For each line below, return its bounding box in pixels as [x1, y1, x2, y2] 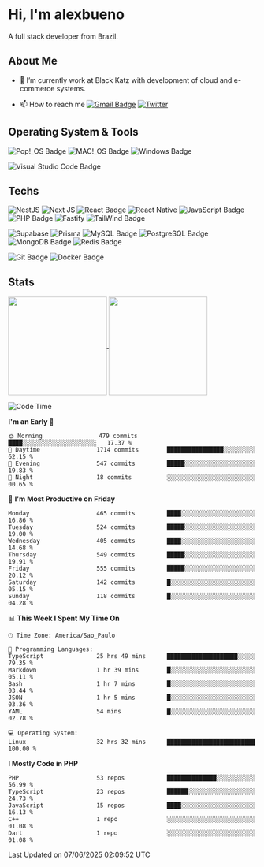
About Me [8, 54, 58, 68]
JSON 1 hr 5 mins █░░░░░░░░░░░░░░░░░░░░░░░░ [8, 694, 256, 702]
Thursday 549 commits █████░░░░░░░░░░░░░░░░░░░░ [8, 551, 256, 559]
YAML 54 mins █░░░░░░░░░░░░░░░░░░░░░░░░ [8, 708, 256, 716]
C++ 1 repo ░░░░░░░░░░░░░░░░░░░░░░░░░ [8, 816, 256, 824]
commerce [19, 84, 55, 93]
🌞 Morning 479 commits [8, 432, 138, 441]
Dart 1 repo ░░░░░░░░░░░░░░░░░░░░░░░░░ [8, 829, 256, 837]
